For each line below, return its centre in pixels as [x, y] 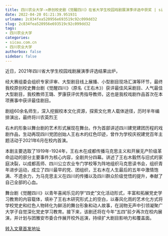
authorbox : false [23, 51]
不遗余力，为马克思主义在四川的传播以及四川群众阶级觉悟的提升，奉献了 [88, 176]
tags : [11, 28]
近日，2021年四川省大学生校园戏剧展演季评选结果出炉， [63, 71]
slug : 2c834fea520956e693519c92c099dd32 [48, 24]
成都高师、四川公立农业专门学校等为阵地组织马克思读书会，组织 [92, 163]
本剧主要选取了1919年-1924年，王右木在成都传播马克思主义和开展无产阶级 [81, 151]
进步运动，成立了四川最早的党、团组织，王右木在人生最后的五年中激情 [81, 170]
